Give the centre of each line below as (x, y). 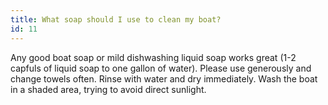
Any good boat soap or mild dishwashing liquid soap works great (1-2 (153, 57)
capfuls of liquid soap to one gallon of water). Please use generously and (161, 68)
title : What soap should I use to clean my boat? (116, 19)
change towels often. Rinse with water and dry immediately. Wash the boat (164, 78)
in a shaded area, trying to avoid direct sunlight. (108, 89)
